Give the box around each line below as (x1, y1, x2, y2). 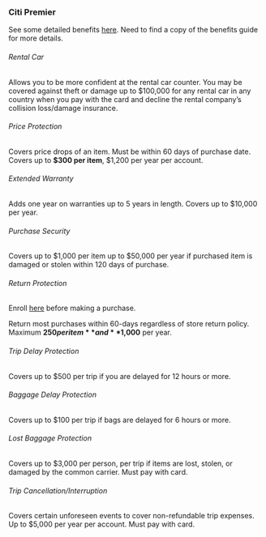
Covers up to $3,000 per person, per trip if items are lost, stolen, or (8, 458, 234, 468)
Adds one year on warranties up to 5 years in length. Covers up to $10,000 (8, 198, 258, 208)
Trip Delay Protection (8, 346, 79, 356)
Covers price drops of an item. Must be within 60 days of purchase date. (8, 147, 251, 156)
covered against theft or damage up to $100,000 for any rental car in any (8, 86, 251, 96)
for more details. (8, 33, 63, 43)
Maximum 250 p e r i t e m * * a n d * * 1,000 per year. (8, 327, 173, 338)
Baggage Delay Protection (8, 390, 97, 399)
